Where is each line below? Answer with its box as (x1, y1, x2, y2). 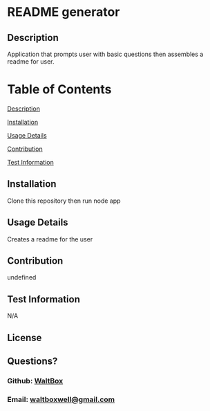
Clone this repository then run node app (7, 197, 121, 205)
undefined (7, 273, 37, 282)
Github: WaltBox (7, 376, 64, 385)
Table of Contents (7, 82, 112, 98)
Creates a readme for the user (7, 235, 93, 243)
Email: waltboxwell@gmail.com (7, 394, 115, 404)
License (7, 331, 42, 343)
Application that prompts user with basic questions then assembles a (7, 50, 204, 58)
